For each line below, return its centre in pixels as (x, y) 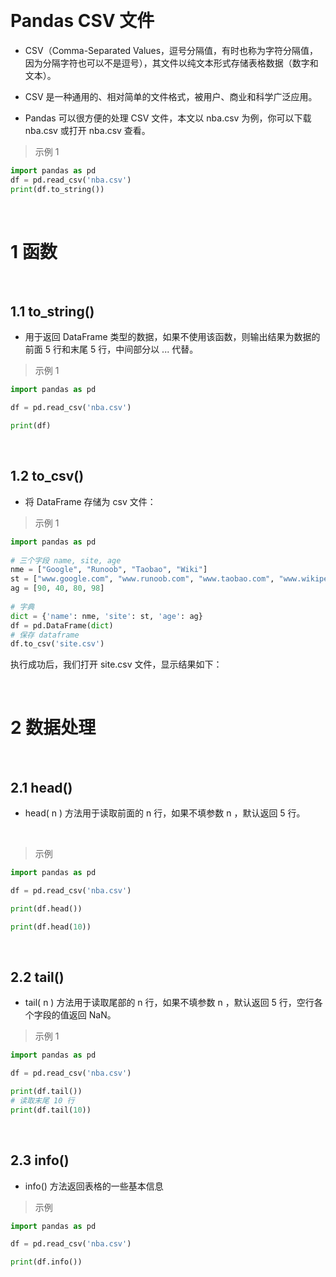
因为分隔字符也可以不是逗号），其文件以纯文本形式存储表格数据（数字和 (171, 63)
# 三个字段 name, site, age (66, 560)
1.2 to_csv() (47, 476)
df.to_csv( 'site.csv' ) (57, 644)
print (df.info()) (46, 1262)
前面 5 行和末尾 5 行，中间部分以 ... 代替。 (111, 349)
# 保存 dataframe (45, 635)
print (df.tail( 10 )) (51, 1110)
